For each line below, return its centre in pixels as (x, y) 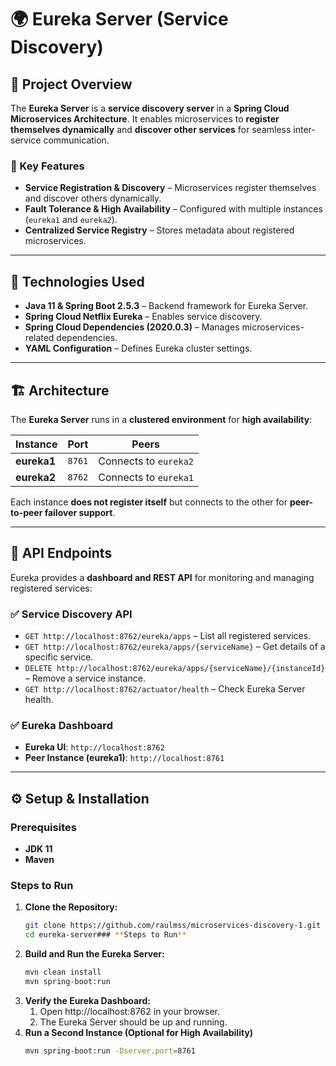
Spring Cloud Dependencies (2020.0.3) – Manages (132, 327)
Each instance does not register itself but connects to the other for (149, 502)
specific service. (59, 657)
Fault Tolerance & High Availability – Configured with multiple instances (173, 209)
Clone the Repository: (71, 907)
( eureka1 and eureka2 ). (71, 220)
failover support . (80, 512)
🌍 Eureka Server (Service (119, 19)
